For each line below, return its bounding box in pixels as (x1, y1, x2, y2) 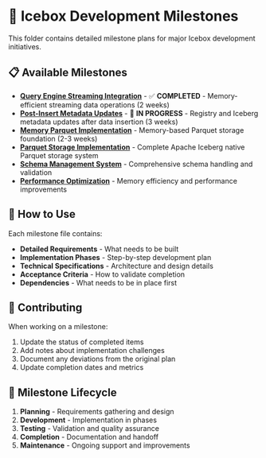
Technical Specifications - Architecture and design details (19, 261, 213, 270)
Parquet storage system (19, 150, 99, 160)
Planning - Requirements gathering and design (19, 407, 174, 417)
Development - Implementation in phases (19, 415, 158, 425)
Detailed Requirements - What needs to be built (19, 244, 179, 254)
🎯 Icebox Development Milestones (8, 7, 239, 25)
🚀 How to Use (8, 208, 76, 221)
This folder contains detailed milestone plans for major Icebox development (8, 33, 256, 43)
